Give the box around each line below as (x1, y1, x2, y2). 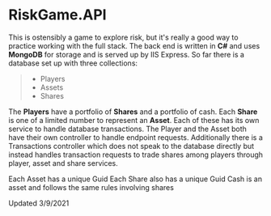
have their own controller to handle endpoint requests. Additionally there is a (8, 132, 263, 142)
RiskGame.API (8, 6, 107, 24)
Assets (40, 83, 64, 92)
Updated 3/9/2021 (8, 198, 70, 208)
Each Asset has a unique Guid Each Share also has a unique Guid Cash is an (8, 174, 263, 184)
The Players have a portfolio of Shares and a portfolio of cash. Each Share (8, 107, 258, 116)
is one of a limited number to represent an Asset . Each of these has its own (8, 115, 260, 125)
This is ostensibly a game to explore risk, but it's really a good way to (8, 32, 239, 42)
